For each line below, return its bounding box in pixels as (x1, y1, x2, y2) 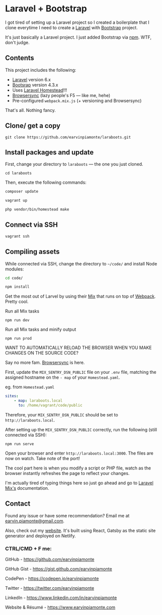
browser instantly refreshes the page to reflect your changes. (5, 470, 130, 476)
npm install (5, 284, 30, 290)
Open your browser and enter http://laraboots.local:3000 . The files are (5, 450, 154, 456)
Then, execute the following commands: (5, 179, 87, 186)
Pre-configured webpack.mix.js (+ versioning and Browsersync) (12, 98, 142, 103)
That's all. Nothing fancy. (5, 107, 56, 113)
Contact (5, 500, 31, 508)
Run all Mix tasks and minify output (5, 326, 76, 332)
